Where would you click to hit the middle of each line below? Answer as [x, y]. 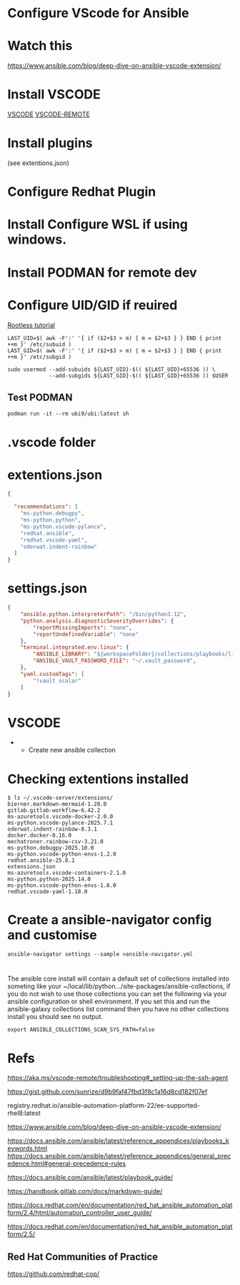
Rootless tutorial [31, 325]
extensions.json [31, 867]
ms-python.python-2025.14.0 [49, 879]
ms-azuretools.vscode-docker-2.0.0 [60, 817]
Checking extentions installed [98, 779]
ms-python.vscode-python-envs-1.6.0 [62, 885]
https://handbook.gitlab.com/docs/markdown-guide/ [85, 1191]
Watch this [40, 46]
